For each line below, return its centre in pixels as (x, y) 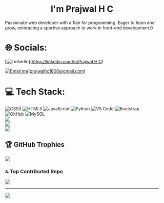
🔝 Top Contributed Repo (34, 171)
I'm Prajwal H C (82, 9)
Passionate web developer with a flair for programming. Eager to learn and (80, 23)
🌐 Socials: (26, 48)
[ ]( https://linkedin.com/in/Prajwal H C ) (54, 61)
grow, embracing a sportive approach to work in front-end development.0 (79, 27)
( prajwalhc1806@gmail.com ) (57, 71)
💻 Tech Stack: (35, 92)
